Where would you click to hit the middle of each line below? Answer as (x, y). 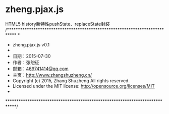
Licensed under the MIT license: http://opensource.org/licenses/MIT (83, 86)
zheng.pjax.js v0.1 (31, 44)
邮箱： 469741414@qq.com (41, 69)
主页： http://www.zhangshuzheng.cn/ (52, 75)
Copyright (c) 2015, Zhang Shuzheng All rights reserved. (71, 80)
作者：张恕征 (26, 62)
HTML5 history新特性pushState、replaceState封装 (58, 24)
